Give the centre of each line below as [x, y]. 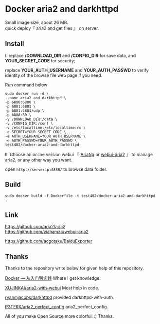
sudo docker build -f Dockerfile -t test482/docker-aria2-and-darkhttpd [80, 196]
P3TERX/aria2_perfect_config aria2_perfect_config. [57, 307]
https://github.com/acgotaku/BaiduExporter [49, 241]
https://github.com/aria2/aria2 [35, 227]
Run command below [26, 85]
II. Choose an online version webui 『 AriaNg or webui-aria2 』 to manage [79, 154]
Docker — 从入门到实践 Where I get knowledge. [53, 278]
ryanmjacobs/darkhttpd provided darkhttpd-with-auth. [60, 297]
